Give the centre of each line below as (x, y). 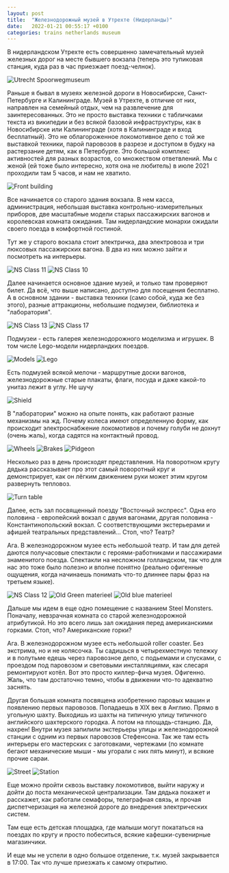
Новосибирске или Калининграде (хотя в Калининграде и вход (99, 129)
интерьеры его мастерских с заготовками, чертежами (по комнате (105, 744)
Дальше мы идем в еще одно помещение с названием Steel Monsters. (110, 608)
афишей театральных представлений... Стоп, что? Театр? (91, 532)
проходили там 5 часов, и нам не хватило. (69, 173)
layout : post (26, 13)
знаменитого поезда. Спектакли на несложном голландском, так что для (114, 560)
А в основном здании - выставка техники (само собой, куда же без (106, 298)
